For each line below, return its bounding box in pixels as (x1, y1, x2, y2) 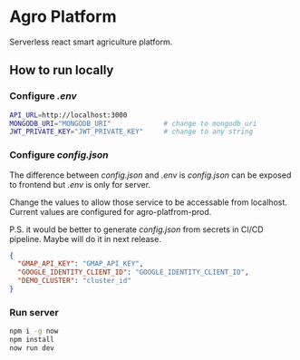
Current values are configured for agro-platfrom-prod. (9, 206, 212, 217)
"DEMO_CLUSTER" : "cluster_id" (17, 277, 131, 286)
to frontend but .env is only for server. (9, 179, 151, 190)
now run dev (9, 343, 54, 353)
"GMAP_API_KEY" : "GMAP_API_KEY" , (17, 259, 144, 268)
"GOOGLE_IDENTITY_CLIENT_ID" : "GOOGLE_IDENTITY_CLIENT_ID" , (17, 268, 249, 277)
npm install (9, 336, 54, 345)
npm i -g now (9, 326, 59, 336)
